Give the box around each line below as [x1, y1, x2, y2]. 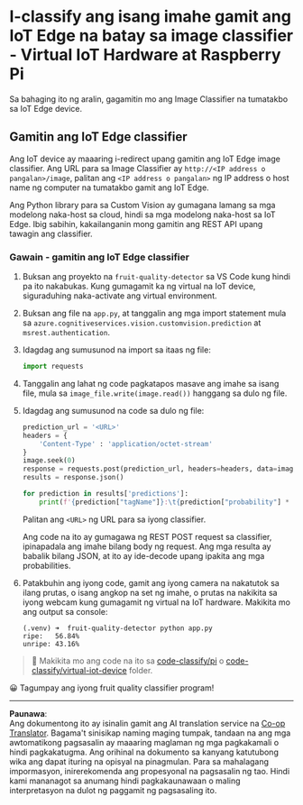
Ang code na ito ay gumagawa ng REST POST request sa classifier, [22, 531, 272, 542]
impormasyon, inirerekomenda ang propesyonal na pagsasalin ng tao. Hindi [9, 765, 290, 776]
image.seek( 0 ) [22, 456, 76, 465]
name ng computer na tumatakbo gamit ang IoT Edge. [9, 182, 209, 193]
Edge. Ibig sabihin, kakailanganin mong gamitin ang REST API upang [9, 218, 263, 229]
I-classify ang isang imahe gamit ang [9, 6, 291, 27]
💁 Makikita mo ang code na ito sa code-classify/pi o [31, 655, 225, 666]
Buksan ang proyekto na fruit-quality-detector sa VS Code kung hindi [22, 271, 291, 282]
